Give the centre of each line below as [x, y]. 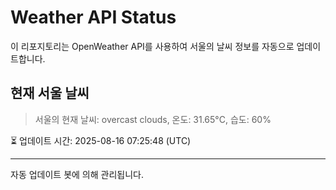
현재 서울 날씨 [50, 93]
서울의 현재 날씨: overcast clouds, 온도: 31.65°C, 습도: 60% [153, 119]
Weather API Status [93, 17]
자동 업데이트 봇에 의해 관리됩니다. [77, 174]
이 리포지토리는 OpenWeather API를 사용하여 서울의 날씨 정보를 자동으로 [152, 46]
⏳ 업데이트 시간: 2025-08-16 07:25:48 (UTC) [101, 140]
